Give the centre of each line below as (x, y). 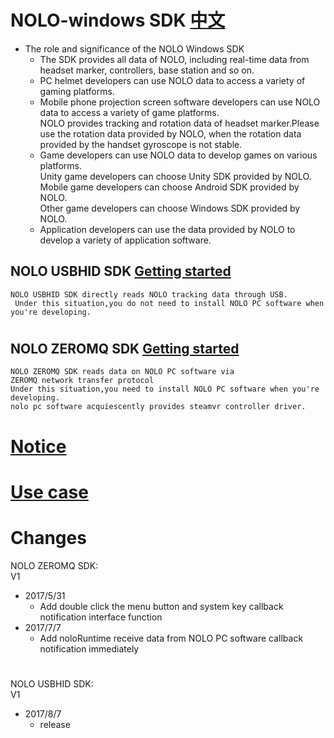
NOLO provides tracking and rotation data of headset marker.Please (179, 123)
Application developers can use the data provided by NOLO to (167, 229)
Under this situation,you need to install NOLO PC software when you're (165, 389)
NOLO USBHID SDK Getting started (121, 271)
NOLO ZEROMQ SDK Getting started (125, 348)
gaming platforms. (77, 91)
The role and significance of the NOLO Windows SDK (134, 48)
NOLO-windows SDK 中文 (118, 20)
